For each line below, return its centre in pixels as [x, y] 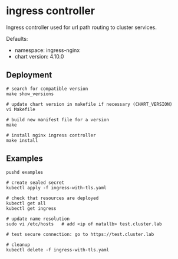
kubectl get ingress [32, 208]
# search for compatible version [47, 89]
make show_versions [30, 94]
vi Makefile [21, 109]
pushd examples [25, 172]
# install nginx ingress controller [51, 135]
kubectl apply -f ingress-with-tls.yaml [57, 187]
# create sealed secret [35, 182]
